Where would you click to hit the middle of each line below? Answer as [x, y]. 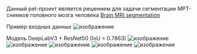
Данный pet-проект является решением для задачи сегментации [91, 9]
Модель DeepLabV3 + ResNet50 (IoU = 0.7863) [66, 38]
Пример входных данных [39, 27]
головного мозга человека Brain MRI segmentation [95, 15]
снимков [18, 15]
